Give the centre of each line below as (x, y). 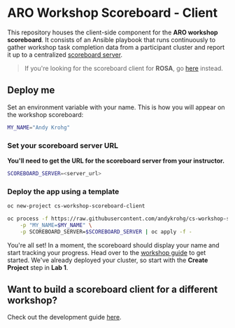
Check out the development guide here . (64, 317)
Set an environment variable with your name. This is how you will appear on (116, 107)
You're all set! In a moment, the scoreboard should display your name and (113, 245)
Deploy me (31, 90)
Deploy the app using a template (63, 191)
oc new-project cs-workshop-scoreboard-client (76, 206)
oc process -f (28, 219)
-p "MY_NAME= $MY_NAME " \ (56, 225)
